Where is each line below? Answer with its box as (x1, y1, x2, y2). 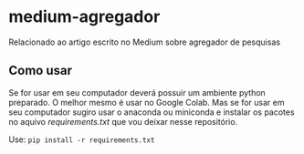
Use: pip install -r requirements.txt (8, 134, 155, 145)
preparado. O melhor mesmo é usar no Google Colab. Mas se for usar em (8, 97, 285, 108)
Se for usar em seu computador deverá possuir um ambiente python (8, 87, 266, 98)
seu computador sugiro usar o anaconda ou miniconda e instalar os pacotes (8, 107, 295, 118)
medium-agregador (8, 6, 161, 27)
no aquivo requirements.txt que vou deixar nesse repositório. (8, 116, 238, 127)
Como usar (8, 63, 73, 78)
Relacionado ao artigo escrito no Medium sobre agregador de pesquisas (8, 36, 280, 47)
